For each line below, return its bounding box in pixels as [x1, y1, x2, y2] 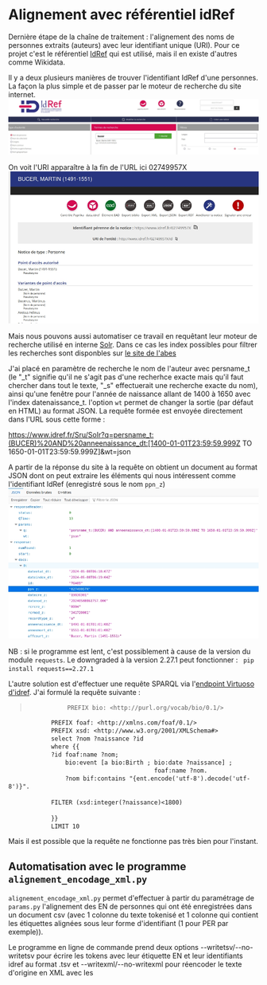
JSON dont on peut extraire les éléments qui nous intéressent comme [8, 470, 236, 480]
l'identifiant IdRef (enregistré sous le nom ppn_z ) [8, 479, 165, 489]
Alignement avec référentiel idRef [8, 6, 235, 24]
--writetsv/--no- [199, 943, 253, 952]
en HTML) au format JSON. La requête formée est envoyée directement [8, 406, 243, 415]
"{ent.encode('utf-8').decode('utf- [129, 775, 250, 783]
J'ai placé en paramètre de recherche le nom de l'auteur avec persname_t [8, 363, 250, 373]
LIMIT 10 [50, 822, 80, 830]
